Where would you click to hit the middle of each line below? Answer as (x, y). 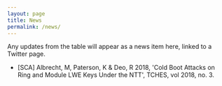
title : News (25, 20)
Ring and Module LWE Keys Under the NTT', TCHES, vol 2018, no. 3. (116, 75)
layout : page (26, 14)
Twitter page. (26, 54)
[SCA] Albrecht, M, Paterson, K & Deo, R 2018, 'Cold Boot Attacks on (116, 68)
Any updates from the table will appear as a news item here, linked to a (110, 47)
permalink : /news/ (34, 27)
